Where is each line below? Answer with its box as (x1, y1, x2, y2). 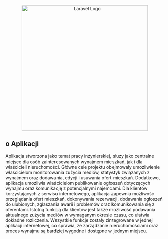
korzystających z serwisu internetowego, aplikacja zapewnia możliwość (5, 190, 155, 196)
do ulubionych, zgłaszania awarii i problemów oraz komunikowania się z (5, 201, 155, 207)
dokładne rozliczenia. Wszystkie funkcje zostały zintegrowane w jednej (5, 217, 153, 223)
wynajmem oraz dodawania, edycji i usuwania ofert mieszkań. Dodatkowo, (5, 174, 160, 181)
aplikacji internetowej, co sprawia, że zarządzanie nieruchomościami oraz (5, 222, 159, 228)
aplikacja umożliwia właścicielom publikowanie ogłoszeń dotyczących (5, 180, 151, 186)
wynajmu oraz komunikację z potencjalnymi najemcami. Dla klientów (5, 185, 148, 191)
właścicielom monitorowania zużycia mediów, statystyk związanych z (5, 169, 150, 175)
